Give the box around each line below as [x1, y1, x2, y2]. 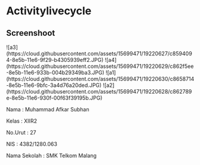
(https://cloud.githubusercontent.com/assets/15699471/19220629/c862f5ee [6, 63, 194, 70]
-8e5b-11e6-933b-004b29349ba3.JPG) [6, 69, 104, 76]
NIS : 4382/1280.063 [6, 141, 58, 147]
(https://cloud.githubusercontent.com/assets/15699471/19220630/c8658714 [6, 76, 195, 82]
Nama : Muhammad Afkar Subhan [6, 106, 90, 113]
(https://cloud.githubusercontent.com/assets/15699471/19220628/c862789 [6, 88, 192, 95]
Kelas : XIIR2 [6, 117, 38, 124]
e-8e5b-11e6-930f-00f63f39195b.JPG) [6, 94, 103, 101]
